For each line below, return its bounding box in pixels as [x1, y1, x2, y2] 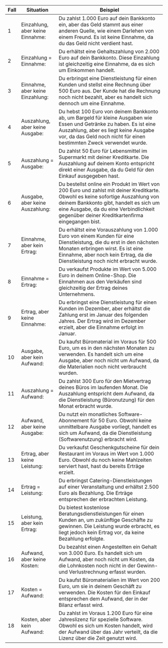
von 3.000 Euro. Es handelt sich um [58, 550, 142, 556]
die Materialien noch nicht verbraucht [58, 363, 146, 370]
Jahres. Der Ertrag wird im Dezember [58, 318, 146, 324]
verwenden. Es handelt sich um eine [58, 351, 143, 357]
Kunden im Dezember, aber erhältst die [58, 305, 151, 312]
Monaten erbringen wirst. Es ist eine [58, 245, 143, 252]
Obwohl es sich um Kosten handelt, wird [58, 622, 153, 629]
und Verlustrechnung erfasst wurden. [58, 568, 146, 575]
